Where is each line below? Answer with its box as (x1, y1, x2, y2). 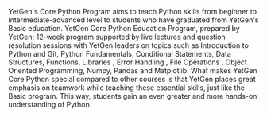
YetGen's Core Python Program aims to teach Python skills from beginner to (8, 7, 257, 16)
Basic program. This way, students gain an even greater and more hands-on (8, 92, 257, 100)
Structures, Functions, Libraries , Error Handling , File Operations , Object (8, 57, 248, 67)
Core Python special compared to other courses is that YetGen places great (8, 75, 256, 84)
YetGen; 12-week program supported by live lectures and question (8, 32, 226, 41)
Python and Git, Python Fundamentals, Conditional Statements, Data (8, 49, 232, 58)
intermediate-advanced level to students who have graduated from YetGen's (8, 15, 260, 25)
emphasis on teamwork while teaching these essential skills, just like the (8, 83, 245, 92)
